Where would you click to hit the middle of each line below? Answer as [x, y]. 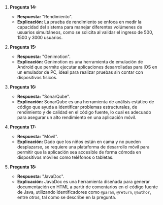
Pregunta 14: [23, 7]
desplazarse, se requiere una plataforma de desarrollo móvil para [83, 147]
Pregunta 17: [23, 127]
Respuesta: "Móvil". [37, 136]
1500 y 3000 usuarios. [40, 37]
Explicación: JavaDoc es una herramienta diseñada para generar [83, 182]
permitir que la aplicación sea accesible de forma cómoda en [79, 152]
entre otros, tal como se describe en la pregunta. [67, 197]
